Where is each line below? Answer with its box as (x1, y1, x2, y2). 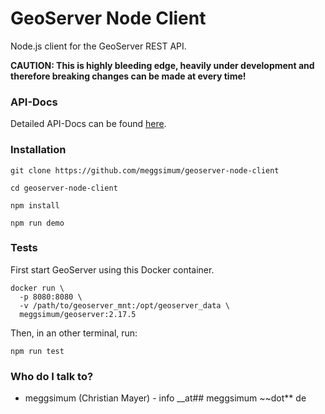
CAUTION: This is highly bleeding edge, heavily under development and (10, 59, 315, 71)
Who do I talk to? (10, 369, 94, 383)
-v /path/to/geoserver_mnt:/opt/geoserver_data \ (19, 300, 230, 311)
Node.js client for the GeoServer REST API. (10, 40, 187, 52)
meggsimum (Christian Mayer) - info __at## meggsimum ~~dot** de (24, 392, 307, 404)
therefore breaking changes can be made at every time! (10, 70, 247, 82)
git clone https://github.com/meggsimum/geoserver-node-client (10, 165, 280, 176)
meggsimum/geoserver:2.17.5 (19, 309, 137, 319)
